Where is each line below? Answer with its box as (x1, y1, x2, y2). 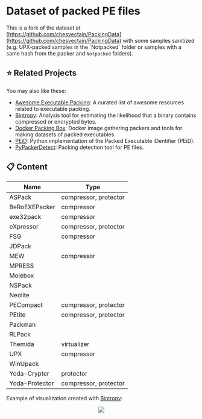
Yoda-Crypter (9, 369, 49, 377)
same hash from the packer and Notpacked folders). (6, 49, 134, 57)
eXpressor (9, 222, 39, 230)
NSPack (9, 281, 32, 289)
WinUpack (9, 359, 39, 368)
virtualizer (61, 339, 90, 348)
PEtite (9, 310, 26, 319)
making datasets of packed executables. (14, 131, 116, 138)
